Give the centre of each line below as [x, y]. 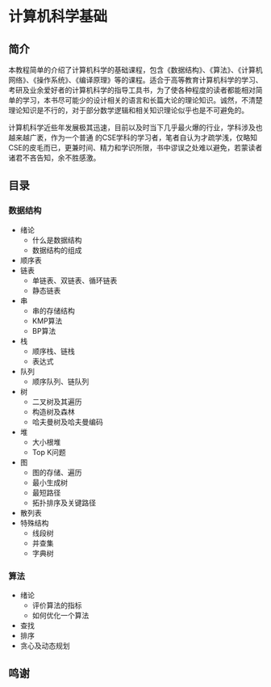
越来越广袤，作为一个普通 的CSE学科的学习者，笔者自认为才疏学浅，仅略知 [133, 137]
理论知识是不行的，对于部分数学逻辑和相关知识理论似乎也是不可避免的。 [128, 110]
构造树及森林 [53, 411]
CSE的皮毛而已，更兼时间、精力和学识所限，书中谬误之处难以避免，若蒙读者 [135, 148]
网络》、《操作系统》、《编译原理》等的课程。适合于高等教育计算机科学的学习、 [135, 80]
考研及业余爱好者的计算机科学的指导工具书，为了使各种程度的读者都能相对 [132, 90]
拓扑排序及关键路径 [64, 503]
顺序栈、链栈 [53, 351]
